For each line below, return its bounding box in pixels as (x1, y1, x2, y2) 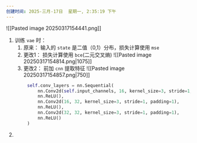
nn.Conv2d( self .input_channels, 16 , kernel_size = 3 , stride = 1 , (37, 88, 193, 94)
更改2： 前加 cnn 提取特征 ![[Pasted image (23, 65, 125, 72)
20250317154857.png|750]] (23, 71, 90, 78)
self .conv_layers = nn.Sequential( (27, 82, 114, 88)
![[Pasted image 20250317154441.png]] (6, 25, 101, 32)
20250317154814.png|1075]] (23, 58, 92, 65)
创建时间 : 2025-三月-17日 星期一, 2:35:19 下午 (6, 8, 117, 15)
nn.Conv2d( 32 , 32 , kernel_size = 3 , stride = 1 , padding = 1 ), (37, 110, 180, 116)
